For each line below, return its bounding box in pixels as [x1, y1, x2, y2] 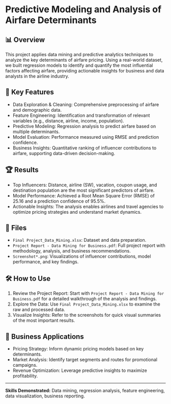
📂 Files [5, 223, 27, 233]
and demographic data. [12, 107, 62, 113]
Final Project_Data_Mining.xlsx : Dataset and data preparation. [12, 237, 147, 243]
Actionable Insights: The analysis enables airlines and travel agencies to [12, 203, 164, 210]
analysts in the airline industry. [5, 73, 70, 79]
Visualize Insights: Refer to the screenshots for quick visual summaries [12, 312, 161, 318]
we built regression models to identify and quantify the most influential [5, 62, 153, 68]
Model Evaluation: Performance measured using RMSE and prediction [12, 134, 159, 140]
